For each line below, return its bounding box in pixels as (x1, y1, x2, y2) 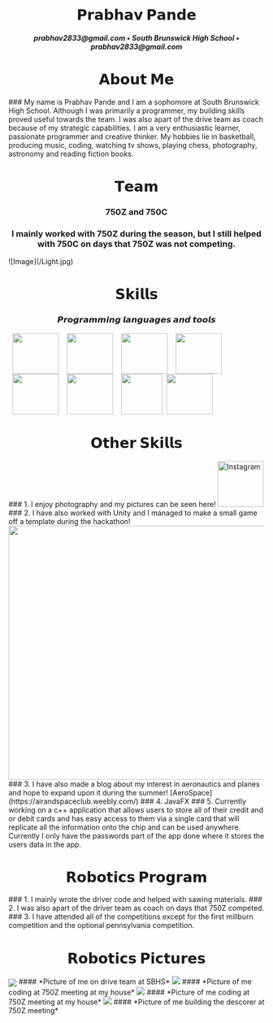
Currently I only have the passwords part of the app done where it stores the (8, 830, 265, 840)
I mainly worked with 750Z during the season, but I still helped (11, 228, 262, 239)
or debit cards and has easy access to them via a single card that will (8, 813, 240, 823)
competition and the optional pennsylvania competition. (8, 921, 195, 930)
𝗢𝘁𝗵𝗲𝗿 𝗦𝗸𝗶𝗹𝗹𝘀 (90, 433, 183, 452)
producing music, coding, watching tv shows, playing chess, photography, (8, 140, 258, 150)
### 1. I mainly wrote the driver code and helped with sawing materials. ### (8, 895, 262, 904)
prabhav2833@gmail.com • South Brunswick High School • (33, 33, 240, 42)
